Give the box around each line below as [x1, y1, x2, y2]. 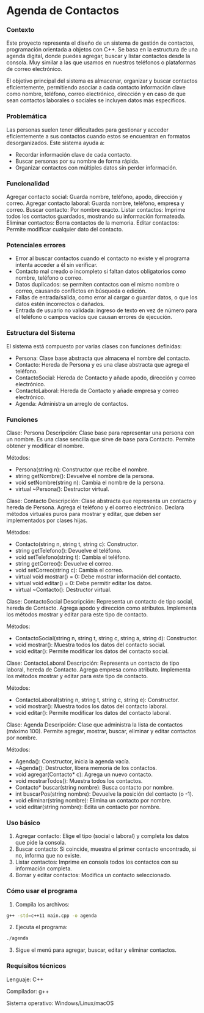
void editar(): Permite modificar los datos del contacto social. [15, 647, 169, 655]
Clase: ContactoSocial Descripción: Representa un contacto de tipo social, [6, 597, 194, 605]
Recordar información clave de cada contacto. [15, 151, 133, 158]
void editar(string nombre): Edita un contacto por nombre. [15, 803, 161, 810]
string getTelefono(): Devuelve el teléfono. [15, 547, 122, 554]
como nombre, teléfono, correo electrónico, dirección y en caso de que [6, 90, 186, 98]
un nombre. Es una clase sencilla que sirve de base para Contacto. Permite [6, 435, 195, 443]
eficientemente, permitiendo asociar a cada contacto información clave [6, 84, 186, 91]
